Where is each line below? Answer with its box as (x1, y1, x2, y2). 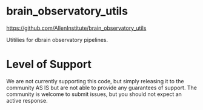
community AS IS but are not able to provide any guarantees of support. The (6, 84, 197, 91)
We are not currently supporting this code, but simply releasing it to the (6, 77, 184, 84)
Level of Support (6, 58, 92, 71)
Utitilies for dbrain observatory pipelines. (6, 36, 108, 43)
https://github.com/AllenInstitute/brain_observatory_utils (6, 24, 147, 32)
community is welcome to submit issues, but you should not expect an (6, 90, 182, 98)
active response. (6, 97, 48, 104)
